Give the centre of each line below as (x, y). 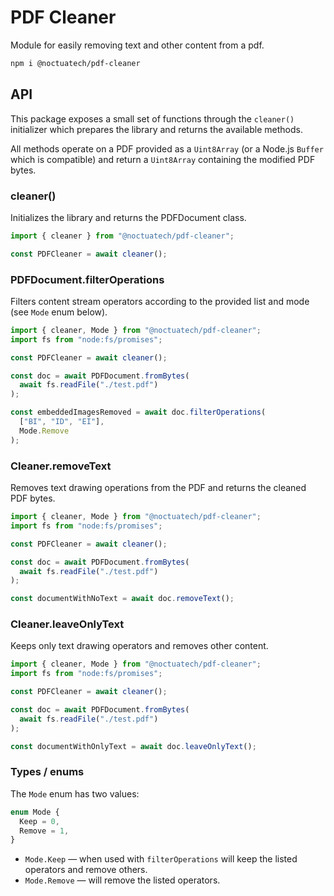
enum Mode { (35, 812)
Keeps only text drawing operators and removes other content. (139, 646)
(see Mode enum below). (59, 312)
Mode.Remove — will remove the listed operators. (122, 880)
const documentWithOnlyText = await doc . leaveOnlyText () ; (133, 746)
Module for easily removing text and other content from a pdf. (137, 45)
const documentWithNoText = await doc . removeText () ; (122, 599)
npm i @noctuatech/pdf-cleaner (75, 63)
